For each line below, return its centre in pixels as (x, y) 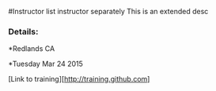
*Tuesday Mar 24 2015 (45, 64)
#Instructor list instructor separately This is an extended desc (108, 11)
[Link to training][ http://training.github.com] (79, 79)
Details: (23, 31)
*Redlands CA (32, 49)
